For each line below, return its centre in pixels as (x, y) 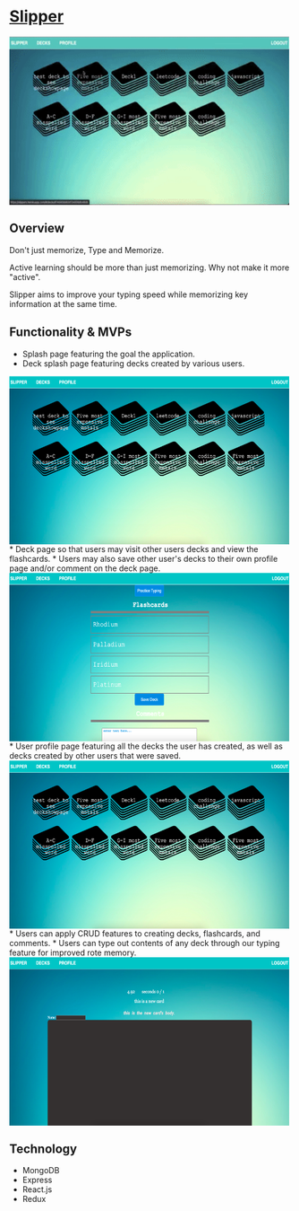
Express (37, 1180)
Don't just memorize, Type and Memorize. (86, 250)
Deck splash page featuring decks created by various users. (133, 363)
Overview (37, 228)
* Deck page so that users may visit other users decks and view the (134, 548)
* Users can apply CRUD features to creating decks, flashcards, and (135, 933)
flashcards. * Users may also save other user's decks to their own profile (144, 558)
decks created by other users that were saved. (95, 755)
